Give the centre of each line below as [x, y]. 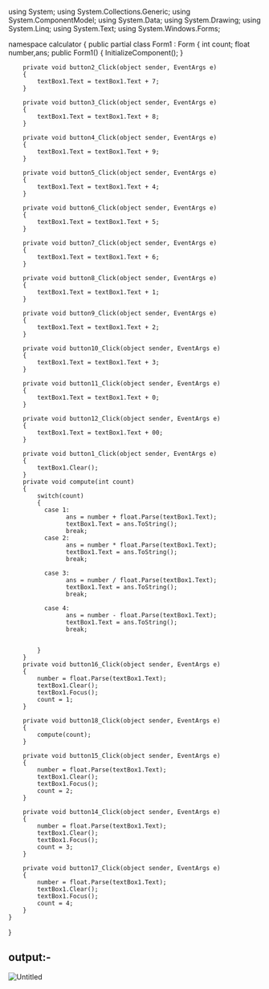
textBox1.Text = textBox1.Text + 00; [100, 433]
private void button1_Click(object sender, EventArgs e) [120, 454]
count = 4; [55, 903]
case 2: [57, 538]
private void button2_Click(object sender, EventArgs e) [120, 67]
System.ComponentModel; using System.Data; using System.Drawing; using [134, 20]
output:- [30, 957]
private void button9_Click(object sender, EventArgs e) [120, 313]
